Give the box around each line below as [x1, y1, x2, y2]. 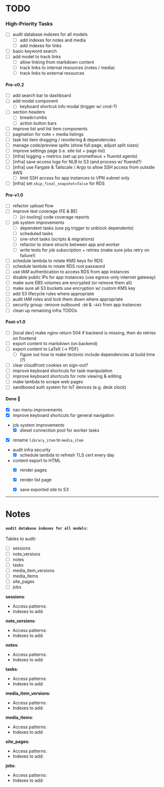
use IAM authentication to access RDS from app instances [12, 269, 129, 275]
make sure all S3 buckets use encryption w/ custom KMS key [12, 285, 136, 291]
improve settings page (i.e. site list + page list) [12, 148, 106, 153]
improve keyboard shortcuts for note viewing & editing [12, 373, 122, 379]
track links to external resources [19, 70, 85, 76]
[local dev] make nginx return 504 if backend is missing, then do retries [12, 329, 156, 335]
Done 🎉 [5, 395, 21, 401]
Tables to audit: [5, 536, 36, 542]
